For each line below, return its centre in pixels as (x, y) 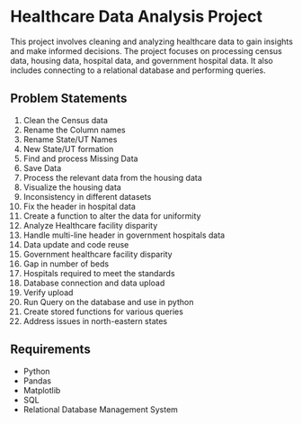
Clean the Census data (66, 120)
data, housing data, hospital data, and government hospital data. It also (142, 60)
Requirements (50, 350)
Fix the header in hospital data (79, 206)
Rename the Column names (74, 130)
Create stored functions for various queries (103, 311)
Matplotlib (42, 390)
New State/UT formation (68, 149)
